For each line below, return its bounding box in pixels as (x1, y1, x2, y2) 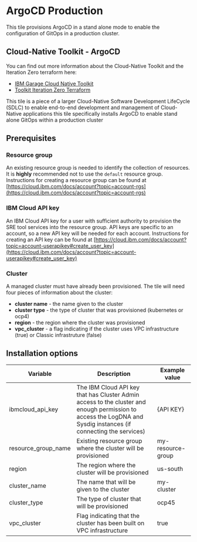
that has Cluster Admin (76, 390, 140, 399)
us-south (157, 464, 184, 473)
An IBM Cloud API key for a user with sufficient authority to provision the (6, 217, 181, 224)
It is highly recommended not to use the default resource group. (6, 170, 163, 177)
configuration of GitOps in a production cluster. (6, 29, 120, 36)
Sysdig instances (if (76, 420, 131, 428)
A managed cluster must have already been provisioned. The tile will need (6, 283, 185, 290)
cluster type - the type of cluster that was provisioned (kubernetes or (14, 307, 184, 314)
